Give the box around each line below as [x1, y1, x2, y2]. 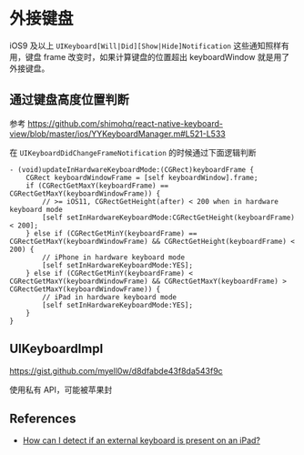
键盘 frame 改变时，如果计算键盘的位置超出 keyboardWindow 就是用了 [25, 51, 289, 62]
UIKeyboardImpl [9, 341, 104, 357]
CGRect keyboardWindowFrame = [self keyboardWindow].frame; [25, 173, 258, 182]
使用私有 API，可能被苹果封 [9, 384, 113, 395]
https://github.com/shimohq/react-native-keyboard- [26, 117, 223, 128]
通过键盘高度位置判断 [9, 92, 129, 107]
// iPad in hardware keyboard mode [42, 292, 177, 301]
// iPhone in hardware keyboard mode [42, 252, 185, 262]
